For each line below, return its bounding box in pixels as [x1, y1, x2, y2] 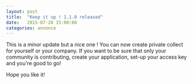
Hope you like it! [6, 71, 45, 78]
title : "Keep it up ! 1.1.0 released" [6, 14, 104, 20]
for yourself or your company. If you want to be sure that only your [6, 48, 167, 55]
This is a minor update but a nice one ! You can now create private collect [6, 41, 183, 48]
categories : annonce [6, 25, 57, 31]
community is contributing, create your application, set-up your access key [6, 53, 187, 61]
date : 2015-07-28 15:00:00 [6, 19, 77, 25]
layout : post [6, 8, 38, 15]
